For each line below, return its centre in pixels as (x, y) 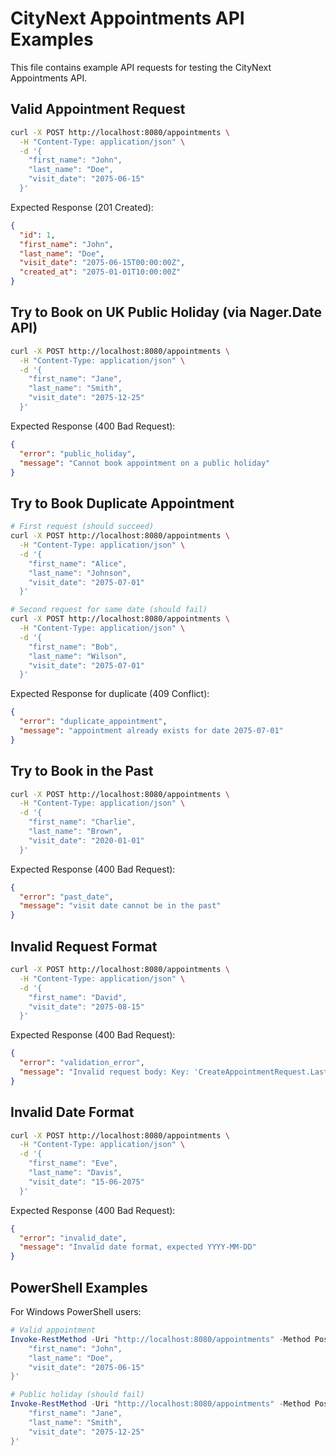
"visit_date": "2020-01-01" (86, 840)
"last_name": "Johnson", (80, 573)
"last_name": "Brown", (75, 832)
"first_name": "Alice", (78, 563)
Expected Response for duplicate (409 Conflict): (110, 694)
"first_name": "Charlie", (82, 822)
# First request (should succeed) (82, 527)
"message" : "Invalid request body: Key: (104, 1072)
